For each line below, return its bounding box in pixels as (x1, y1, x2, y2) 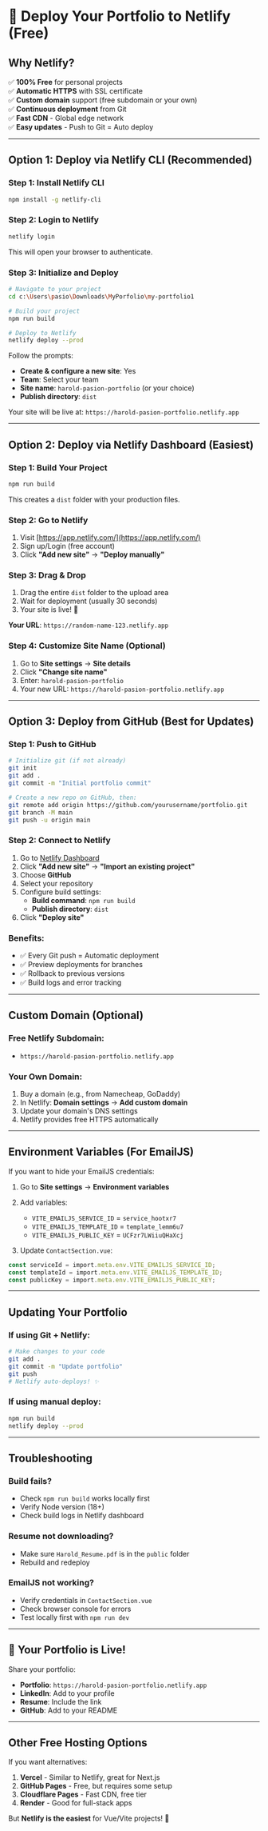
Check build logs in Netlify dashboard (19, 1511, 144, 1521)
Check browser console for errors (19, 1604, 132, 1613)
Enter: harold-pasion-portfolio (19, 675, 124, 685)
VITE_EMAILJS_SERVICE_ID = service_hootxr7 (31, 1213, 177, 1222)
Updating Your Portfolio (8, 1305, 128, 1319)
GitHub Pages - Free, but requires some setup (19, 1781, 173, 1791)
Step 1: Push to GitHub (8, 739, 97, 750)
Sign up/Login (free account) (19, 542, 116, 551)
